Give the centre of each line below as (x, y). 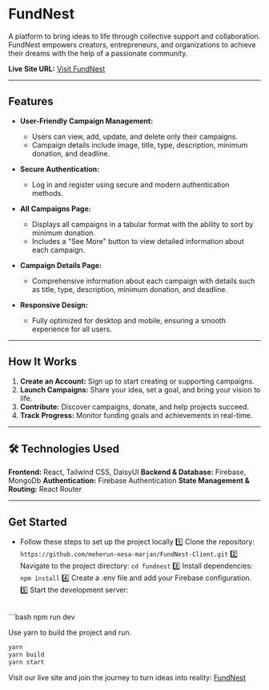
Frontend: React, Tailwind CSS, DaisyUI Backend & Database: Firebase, (127, 472)
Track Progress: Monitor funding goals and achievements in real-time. (136, 415)
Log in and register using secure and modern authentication (130, 185)
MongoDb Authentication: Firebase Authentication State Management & (129, 481)
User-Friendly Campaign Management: (86, 120)
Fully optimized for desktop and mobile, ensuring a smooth (129, 320)
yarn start (26, 662)
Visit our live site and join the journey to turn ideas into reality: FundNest (127, 677)
